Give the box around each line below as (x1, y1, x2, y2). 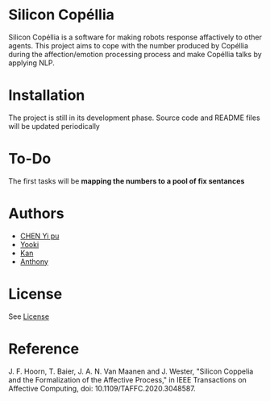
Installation (8, 86, 85, 105)
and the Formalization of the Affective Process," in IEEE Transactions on (8, 374, 247, 384)
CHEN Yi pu (19, 231, 60, 241)
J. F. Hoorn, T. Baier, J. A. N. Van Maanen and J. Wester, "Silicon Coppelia (8, 366, 254, 376)
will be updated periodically (8, 121, 101, 130)
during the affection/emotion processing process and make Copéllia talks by (8, 49, 262, 59)
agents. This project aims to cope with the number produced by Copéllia (8, 40, 248, 50)
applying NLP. (8, 58, 55, 68)
